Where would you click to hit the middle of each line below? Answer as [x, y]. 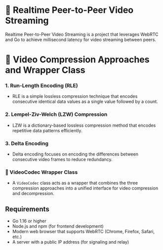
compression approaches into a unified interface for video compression [85, 188]
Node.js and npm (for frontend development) [58, 226]
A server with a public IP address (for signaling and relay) [71, 242]
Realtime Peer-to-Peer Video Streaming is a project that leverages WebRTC [82, 34]
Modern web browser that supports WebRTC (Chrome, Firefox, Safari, [83, 232]
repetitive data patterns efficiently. [47, 130]
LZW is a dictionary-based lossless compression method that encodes [84, 125]
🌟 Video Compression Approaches [77, 60]
